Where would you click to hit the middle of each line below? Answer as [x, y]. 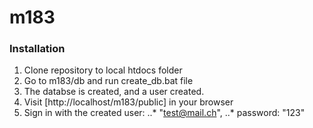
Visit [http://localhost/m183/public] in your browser [128, 102]
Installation [37, 49]
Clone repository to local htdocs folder [103, 70]
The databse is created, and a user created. [114, 92]
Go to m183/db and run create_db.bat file [108, 81]
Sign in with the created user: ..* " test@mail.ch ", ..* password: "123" [164, 113]
